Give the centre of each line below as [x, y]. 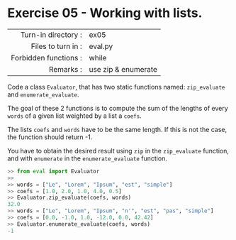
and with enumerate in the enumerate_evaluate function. [88, 158]
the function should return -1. [50, 137]
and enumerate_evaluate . [43, 94]
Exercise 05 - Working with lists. [105, 13]
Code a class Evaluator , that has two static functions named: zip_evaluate [116, 87]
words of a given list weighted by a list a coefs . [74, 116]
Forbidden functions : [47, 58]
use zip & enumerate [123, 69]
